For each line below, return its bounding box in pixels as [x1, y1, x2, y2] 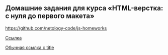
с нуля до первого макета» [5, 12, 95, 20]
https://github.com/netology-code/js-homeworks [5, 25, 107, 31]
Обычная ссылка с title [5, 44, 54, 50]
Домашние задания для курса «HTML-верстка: [5, 4, 163, 12]
